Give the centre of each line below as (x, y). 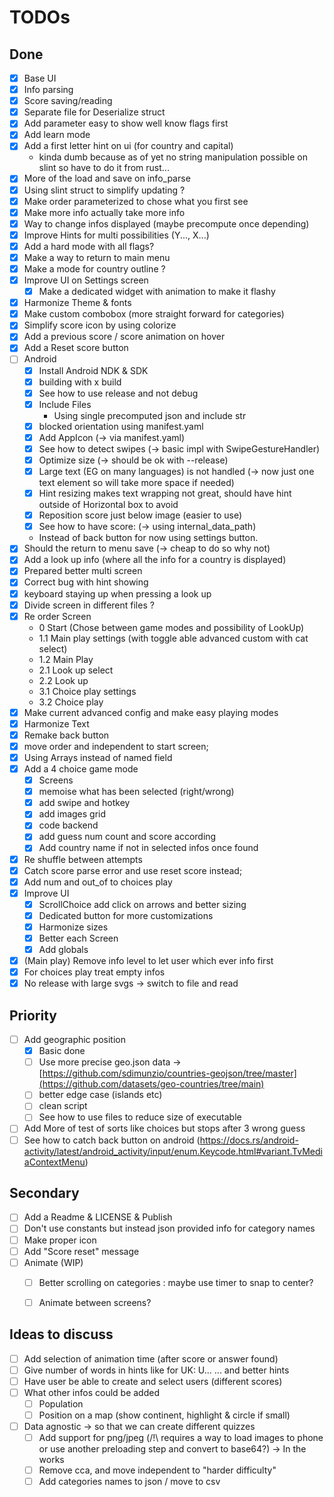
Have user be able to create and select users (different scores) (153, 1381)
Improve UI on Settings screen (86, 280)
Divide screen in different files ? (89, 605)
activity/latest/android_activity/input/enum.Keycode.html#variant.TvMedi (173, 1151)
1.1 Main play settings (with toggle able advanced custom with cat (173, 638)
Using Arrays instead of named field (98, 757)
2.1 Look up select (76, 670)
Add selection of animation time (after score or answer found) (151, 1358)
